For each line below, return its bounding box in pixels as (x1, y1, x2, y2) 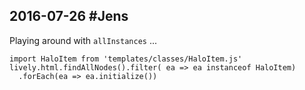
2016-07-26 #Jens (9, 8, 129, 25)
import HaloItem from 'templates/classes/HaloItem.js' (9, 54, 243, 64)
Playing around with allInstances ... (9, 34, 157, 46)
